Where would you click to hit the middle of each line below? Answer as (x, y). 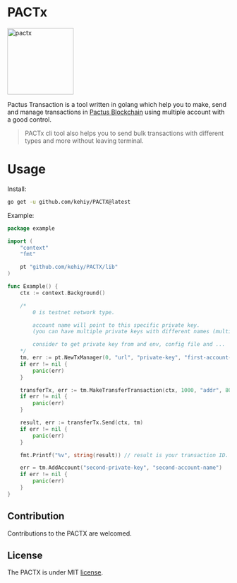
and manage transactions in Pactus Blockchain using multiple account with (116, 112)
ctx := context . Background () (63, 293)
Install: (17, 189)
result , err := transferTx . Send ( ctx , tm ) (81, 422)
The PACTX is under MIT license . (55, 572)
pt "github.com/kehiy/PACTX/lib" (69, 267)
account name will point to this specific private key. (116, 325)
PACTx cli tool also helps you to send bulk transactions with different (124, 133)
